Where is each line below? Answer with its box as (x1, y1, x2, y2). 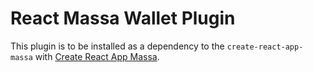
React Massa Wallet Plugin (10, 7, 236, 30)
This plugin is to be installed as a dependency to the (10, 40, 225, 52)
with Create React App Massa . (34, 50, 160, 62)
